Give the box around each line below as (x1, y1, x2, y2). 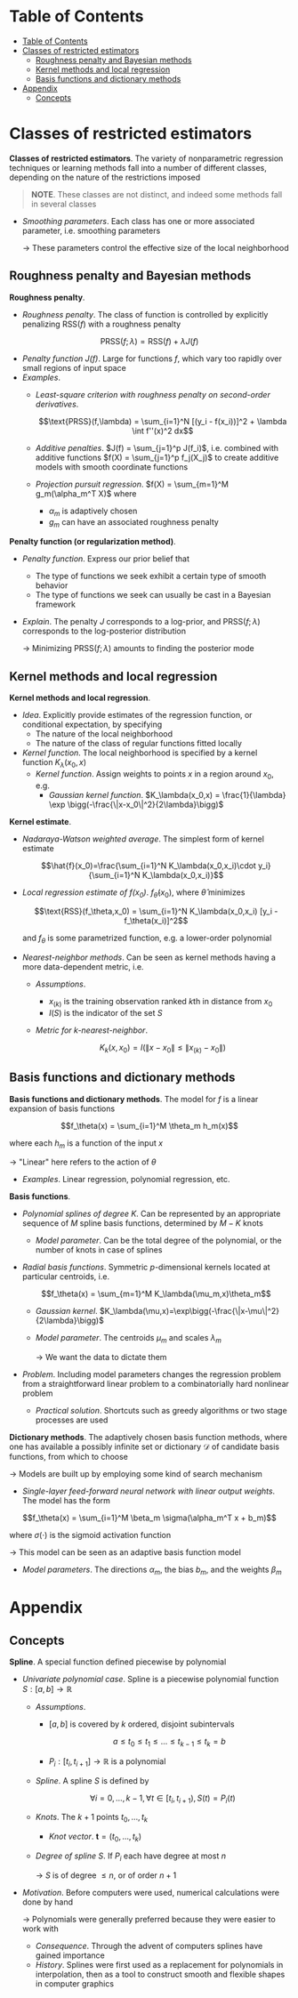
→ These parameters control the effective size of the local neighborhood (21, 242, 289, 253)
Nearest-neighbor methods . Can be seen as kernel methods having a (21, 952, 276, 963)
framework (35, 599, 76, 610)
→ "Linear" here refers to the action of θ (9, 1156, 157, 1167)
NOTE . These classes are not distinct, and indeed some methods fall (30, 189, 283, 199)
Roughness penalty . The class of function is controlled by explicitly (21, 309, 269, 319)
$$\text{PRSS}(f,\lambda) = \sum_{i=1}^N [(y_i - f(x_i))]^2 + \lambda (38, 415, 287, 426)
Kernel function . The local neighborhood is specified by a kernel (21, 747, 258, 758)
